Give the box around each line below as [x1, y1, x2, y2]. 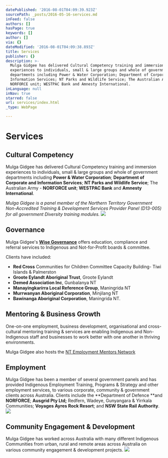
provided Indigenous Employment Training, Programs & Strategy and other [5, 382, 159, 388]
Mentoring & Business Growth [5, 310, 101, 319]
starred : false [5, 95, 37, 100]
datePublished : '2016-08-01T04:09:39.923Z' [5, 7, 98, 12]
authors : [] [5, 21, 30, 26]
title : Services [5, 49, 39, 54]
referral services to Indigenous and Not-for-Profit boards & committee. [5, 244, 151, 250]
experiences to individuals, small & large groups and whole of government [5, 169, 158, 175]
